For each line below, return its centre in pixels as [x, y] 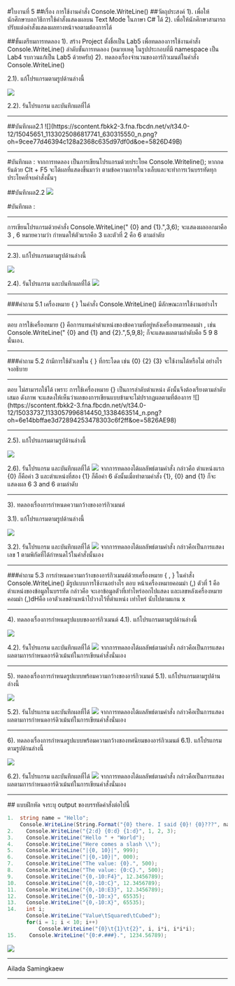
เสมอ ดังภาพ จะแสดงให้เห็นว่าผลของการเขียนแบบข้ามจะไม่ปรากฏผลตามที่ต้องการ [99, 397]
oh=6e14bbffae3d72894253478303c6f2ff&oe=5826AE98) [92, 420]
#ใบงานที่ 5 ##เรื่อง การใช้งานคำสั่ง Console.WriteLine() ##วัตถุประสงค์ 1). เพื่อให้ [108, 12]
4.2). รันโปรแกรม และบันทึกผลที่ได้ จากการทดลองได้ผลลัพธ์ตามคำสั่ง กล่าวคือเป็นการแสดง [116, 648]
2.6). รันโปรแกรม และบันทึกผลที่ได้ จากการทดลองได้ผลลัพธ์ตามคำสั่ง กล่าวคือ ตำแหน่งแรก [116, 468]
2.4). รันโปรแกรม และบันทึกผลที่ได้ [49, 283]
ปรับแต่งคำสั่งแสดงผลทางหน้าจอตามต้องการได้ [60, 27]
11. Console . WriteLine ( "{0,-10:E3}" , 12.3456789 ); [86, 890]
